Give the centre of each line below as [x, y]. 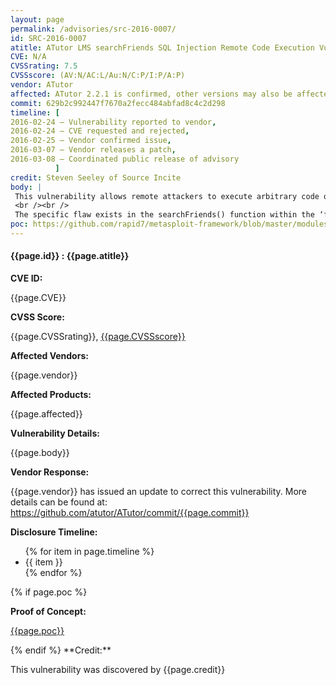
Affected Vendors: [49, 356]
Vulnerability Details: [55, 433]
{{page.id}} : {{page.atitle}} [70, 256]
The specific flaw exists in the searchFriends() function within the [164, 215]
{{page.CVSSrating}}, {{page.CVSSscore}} [98, 337]
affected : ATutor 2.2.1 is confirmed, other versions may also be [151, 94]
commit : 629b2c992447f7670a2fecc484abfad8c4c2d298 [118, 103]
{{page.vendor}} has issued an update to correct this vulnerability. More [159, 492]
